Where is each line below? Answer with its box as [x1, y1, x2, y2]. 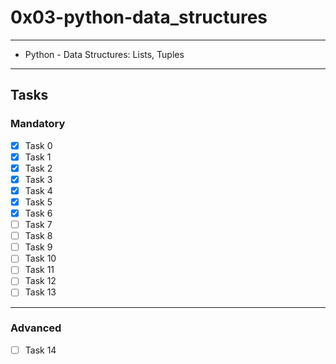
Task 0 [24, 139, 53, 151]
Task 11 [24, 264, 55, 276]
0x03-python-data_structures [10, 6, 268, 29]
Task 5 [24, 196, 53, 208]
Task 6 [24, 207, 53, 219]
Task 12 [24, 275, 57, 287]
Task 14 [24, 344, 57, 356]
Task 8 [24, 230, 53, 242]
